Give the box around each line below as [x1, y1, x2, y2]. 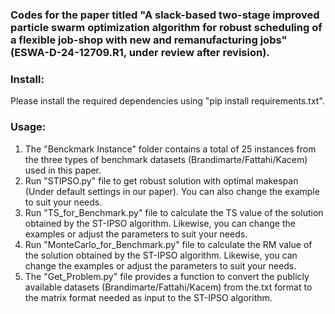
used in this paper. [24, 164, 102, 176]
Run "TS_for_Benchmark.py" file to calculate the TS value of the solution [24, 206, 324, 218]
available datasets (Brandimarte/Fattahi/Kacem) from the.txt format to [24, 281, 313, 293]
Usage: [10, 120, 47, 134]
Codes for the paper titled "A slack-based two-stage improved [10, 8, 320, 22]
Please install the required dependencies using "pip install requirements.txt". [10, 95, 325, 107]
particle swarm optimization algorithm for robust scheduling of [10, 20, 323, 34]
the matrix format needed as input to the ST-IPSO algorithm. [24, 291, 273, 303]
